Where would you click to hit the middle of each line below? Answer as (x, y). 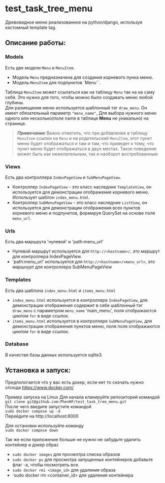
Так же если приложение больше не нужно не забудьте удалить (73, 439)
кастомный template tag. (31, 27)
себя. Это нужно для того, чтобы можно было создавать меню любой (79, 97)
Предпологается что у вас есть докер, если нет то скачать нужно (75, 382)
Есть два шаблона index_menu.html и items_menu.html (60, 290)
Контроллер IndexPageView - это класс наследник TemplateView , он (82, 187)
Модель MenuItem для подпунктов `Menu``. (56, 82)
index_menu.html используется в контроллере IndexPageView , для (80, 300)
